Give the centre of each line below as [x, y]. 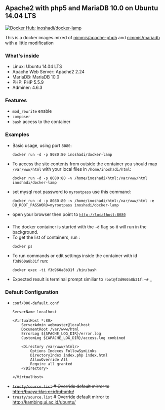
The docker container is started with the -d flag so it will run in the [79, 227]
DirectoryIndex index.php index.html [69, 355]
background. [25, 232]
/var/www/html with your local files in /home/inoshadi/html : [72, 169]
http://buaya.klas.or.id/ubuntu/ [43, 391]
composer [21, 117]
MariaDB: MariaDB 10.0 [36, 77]
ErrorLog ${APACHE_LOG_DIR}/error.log [61, 334]
